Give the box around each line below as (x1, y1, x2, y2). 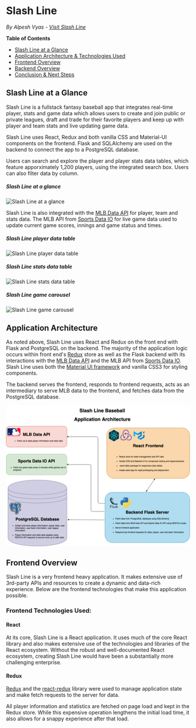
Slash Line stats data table (6, 263, 73, 270)
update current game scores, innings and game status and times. (6, 221, 163, 229)
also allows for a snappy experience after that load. (6, 715, 129, 722)
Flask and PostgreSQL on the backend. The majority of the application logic (6, 345, 188, 352)
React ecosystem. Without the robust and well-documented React (6, 647, 164, 654)
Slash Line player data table (6, 235, 76, 242)
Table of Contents (6, 35, 51, 42)
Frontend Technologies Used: (6, 607, 92, 615)
